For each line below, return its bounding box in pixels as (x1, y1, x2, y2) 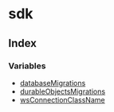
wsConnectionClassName (19, 95, 105, 104)
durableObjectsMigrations (19, 87, 106, 96)
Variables (8, 60, 46, 71)
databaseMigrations (19, 78, 86, 87)
